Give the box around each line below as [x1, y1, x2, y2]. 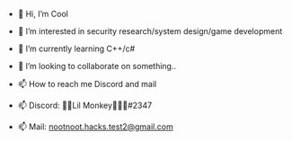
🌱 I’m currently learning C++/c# [17, 43, 136, 54]
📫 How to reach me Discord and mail [17, 79, 157, 89]
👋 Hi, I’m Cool [17, 9, 69, 19]
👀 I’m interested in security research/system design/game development [17, 26, 283, 36]
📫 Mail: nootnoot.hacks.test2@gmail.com [17, 121, 173, 132]
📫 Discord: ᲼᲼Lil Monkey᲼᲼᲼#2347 [17, 100, 153, 110]
